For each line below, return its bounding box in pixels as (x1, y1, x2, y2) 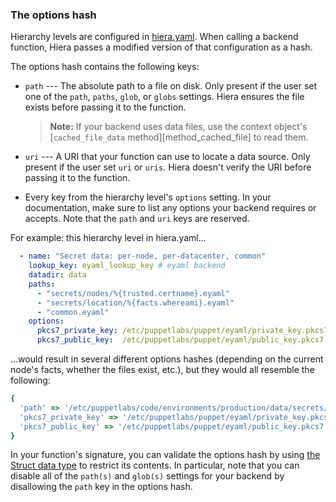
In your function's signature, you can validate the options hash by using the (10, 449, 321, 461)
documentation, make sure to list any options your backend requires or (24, 202, 317, 214)
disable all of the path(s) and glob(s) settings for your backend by (10, 470, 285, 482)
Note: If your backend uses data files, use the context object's (49, 121, 308, 133)
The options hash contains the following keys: (10, 61, 200, 73)
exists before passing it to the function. (24, 101, 187, 113)
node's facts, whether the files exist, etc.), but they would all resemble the (10, 364, 315, 376)
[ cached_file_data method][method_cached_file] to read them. (49, 131, 309, 143)
